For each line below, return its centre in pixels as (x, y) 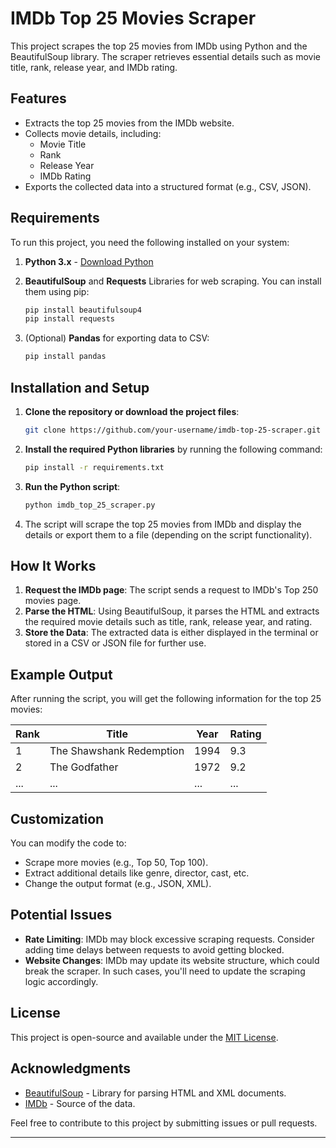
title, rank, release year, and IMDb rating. (94, 67)
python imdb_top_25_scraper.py (90, 505)
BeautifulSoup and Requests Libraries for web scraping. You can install (173, 281)
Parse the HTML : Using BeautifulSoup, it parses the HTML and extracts (172, 611)
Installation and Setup (80, 387)
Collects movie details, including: (93, 133)
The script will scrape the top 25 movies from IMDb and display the (163, 524)
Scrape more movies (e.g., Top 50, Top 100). (116, 863)
